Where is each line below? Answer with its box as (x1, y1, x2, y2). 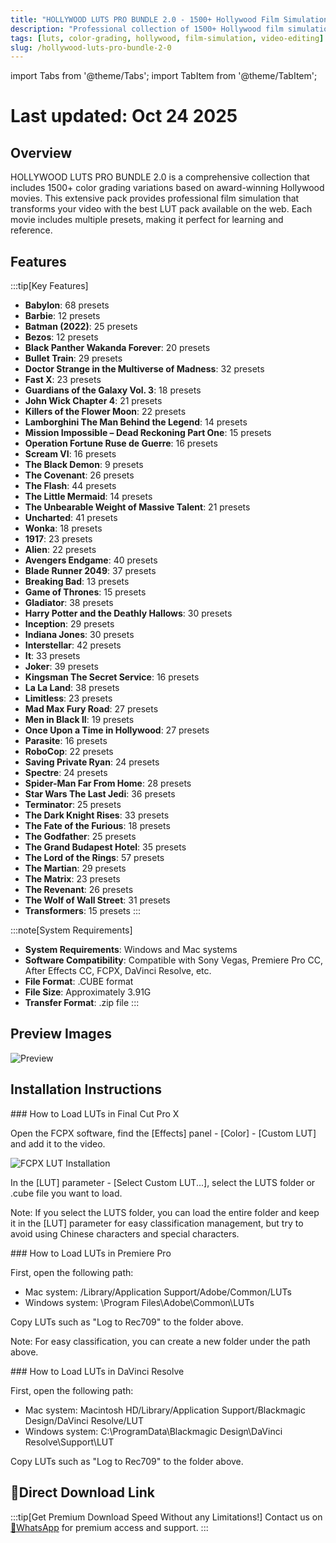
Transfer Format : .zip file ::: (24, 997, 140, 1009)
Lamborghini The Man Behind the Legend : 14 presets (24, 416, 248, 428)
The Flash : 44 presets (24, 480, 117, 492)
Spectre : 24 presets (24, 767, 108, 779)
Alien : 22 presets (24, 544, 97, 556)
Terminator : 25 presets (24, 799, 122, 811)
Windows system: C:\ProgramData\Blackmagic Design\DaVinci (24, 1425, 283, 1437)
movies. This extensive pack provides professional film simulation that (10, 192, 300, 205)
